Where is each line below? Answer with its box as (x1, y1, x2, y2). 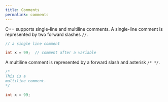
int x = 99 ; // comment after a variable (5, 50, 96, 56)
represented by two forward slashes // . (5, 31, 88, 37)
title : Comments (5, 7, 40, 13)
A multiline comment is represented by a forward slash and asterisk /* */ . (5, 59, 160, 66)
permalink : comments (5, 12, 49, 17)
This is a (5, 74, 26, 79)
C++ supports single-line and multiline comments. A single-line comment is (5, 26, 163, 32)
